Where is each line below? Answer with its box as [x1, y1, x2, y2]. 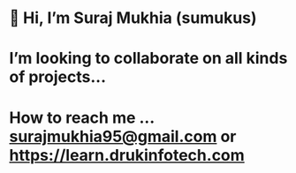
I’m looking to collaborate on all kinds [9, 49, 288, 69]
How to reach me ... [9, 108, 155, 127]
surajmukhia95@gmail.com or [9, 126, 237, 147]
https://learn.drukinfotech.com [9, 145, 245, 165]
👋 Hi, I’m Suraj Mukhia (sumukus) [9, 8, 258, 28]
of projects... [9, 67, 107, 87]
